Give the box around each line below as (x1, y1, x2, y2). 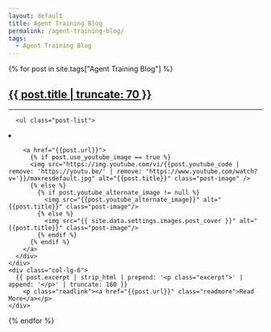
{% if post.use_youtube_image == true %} (29, 153, 172, 162)
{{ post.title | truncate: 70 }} (8, 87, 152, 101)
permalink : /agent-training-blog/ (8, 27, 125, 35)
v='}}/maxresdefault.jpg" (8, 174, 95, 183)
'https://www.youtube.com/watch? (145, 167, 258, 175)
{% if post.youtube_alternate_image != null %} (37, 188, 200, 196)
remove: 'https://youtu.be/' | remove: (8, 167, 143, 175)
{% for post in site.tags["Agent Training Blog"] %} (8, 64, 173, 74)
